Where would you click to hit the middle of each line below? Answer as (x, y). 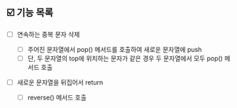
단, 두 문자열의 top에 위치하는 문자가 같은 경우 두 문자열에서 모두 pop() (125, 58)
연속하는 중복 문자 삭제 (48, 34)
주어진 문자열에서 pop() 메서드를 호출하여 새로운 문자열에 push (115, 49)
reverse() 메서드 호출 (57, 97)
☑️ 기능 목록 (30, 13)
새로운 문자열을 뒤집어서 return (60, 82)
